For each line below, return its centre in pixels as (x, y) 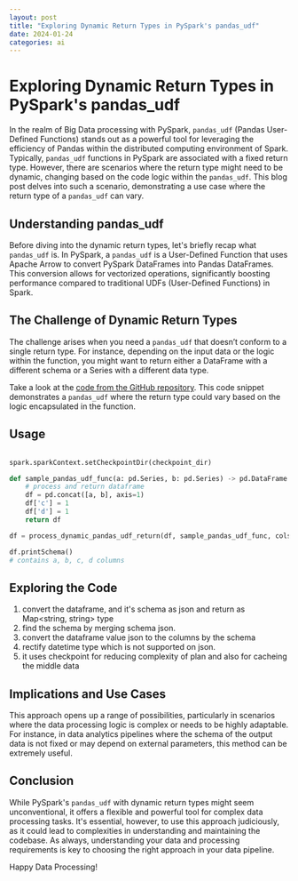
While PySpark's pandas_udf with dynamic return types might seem (132, 802)
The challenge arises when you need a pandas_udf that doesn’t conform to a (148, 341)
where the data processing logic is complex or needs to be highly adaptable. (149, 725)
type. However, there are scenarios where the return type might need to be (146, 168)
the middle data (51, 666)
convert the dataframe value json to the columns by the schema (139, 637)
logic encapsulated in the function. (72, 406)
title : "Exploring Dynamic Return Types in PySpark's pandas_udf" (134, 26)
